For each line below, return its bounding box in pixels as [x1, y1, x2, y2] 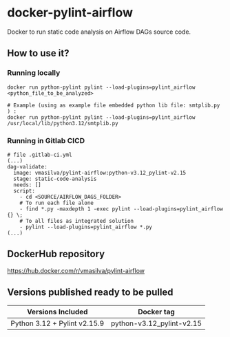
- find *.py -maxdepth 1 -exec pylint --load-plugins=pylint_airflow [19, 205, 224, 213]
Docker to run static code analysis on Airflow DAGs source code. [7, 28, 191, 36]
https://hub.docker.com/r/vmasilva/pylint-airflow [7, 266, 145, 274]
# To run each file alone [19, 199, 94, 206]
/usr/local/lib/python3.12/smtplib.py [7, 120, 118, 127]
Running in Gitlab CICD [7, 135, 85, 145]
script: [13, 187, 36, 194]
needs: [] [13, 181, 41, 188]
